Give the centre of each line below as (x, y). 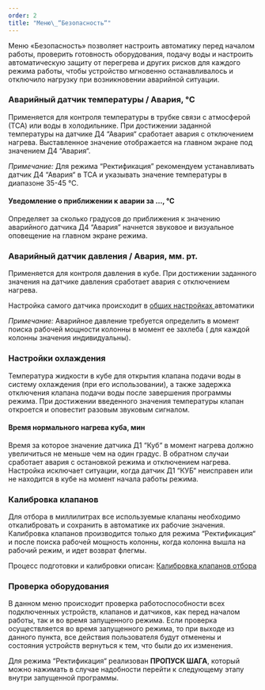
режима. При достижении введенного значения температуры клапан (126, 401)
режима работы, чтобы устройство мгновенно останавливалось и (121, 71)
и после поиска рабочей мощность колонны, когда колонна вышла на (127, 542)
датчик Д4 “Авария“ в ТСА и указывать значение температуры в (118, 174)
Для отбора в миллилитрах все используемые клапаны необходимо (125, 517)
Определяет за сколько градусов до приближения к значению (114, 218)
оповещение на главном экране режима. (78, 236)
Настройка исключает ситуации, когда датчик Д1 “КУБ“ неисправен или (131, 470)
